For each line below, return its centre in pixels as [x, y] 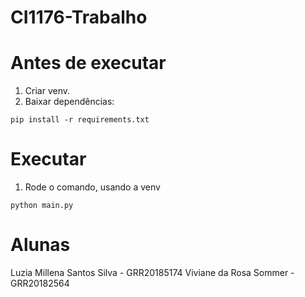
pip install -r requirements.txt [80, 120]
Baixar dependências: [69, 102]
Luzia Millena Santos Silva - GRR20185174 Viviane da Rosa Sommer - [152, 272]
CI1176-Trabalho [79, 17]
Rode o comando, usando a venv [92, 187]
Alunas [40, 245]
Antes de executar [88, 63]
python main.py [42, 206]
